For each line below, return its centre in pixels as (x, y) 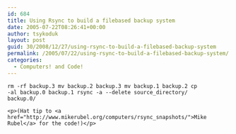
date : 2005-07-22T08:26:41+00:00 (57, 27)
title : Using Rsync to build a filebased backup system (91, 21)
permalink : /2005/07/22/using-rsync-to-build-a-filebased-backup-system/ (118, 54)
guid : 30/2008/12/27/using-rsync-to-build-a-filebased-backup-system (112, 47)
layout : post (26, 40)
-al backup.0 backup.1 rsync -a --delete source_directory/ (98, 92)
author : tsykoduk (33, 34)
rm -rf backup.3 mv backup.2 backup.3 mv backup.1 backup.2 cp (102, 86)
